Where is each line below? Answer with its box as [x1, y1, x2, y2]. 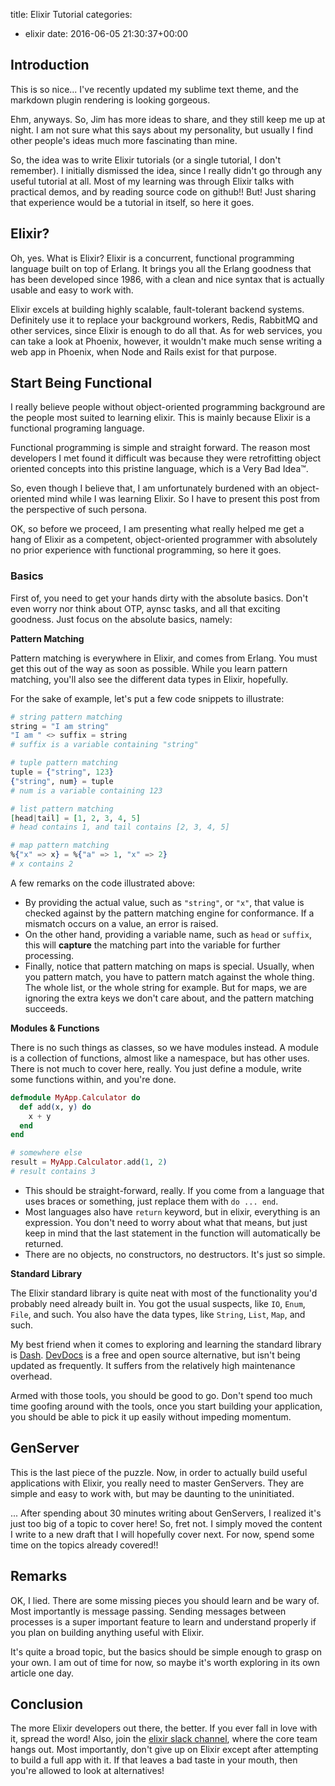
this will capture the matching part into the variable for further [24, 939, 281, 951]
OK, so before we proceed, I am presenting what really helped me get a [10, 523, 305, 535]
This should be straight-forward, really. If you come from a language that [24, 1184, 325, 1196]
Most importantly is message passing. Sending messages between [10, 1605, 287, 1617]
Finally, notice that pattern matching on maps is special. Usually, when [24, 960, 315, 972]
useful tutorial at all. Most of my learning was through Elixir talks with [10, 175, 295, 187]
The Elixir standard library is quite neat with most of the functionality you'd [10, 1287, 318, 1299]
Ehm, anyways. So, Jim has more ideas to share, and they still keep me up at [10, 113, 326, 125]
